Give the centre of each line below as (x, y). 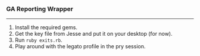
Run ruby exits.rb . (38, 40)
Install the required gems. (46, 27)
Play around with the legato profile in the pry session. (80, 46)
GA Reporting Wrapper (40, 9)
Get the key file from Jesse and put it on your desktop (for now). (93, 34)
